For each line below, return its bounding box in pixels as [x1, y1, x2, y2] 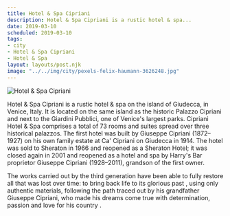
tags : [7, 36, 23, 43]
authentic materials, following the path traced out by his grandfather [7, 186, 200, 195]
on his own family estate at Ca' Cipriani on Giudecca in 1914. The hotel [23, 136, 223, 144]
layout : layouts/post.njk [7, 61, 81, 68]
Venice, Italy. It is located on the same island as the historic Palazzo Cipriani [7, 107, 222, 116]
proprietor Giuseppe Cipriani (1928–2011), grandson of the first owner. [7, 158, 205, 166]
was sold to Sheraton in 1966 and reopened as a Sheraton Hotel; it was [7, 144, 208, 152]
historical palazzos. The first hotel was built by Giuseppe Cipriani [7, 129, 191, 138]
